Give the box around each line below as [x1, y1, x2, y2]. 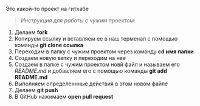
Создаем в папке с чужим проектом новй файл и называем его [14, 61, 180, 68]
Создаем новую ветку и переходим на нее [14, 55, 126, 61]
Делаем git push [14, 87, 58, 93]
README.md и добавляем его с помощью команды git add [14, 67, 168, 75]
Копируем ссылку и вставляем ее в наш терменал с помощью [14, 35, 178, 42]
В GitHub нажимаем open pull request [14, 93, 114, 100]
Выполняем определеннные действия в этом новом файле [14, 80, 168, 87]
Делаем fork [14, 28, 48, 36]
